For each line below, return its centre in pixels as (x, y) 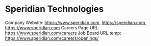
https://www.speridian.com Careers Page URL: (52, 27)
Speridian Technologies (54, 9)
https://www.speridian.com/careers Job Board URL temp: (63, 33)
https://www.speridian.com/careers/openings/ (52, 38)
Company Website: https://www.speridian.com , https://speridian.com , (76, 23)
